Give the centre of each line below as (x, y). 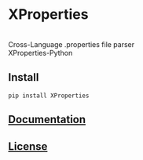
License (28, 146)
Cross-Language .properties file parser (71, 44)
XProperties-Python (40, 53)
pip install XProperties (49, 96)
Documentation (47, 120)
